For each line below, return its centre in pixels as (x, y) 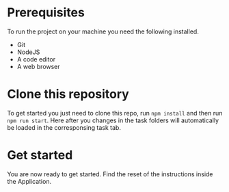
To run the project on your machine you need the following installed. (103, 31)
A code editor (36, 59)
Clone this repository (68, 94)
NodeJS (28, 52)
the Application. (29, 181)
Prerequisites (46, 13)
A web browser (38, 66)
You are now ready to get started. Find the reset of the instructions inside (110, 174)
